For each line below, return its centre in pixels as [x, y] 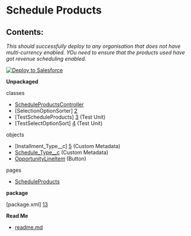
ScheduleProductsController [49, 104]
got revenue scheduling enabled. [46, 59]
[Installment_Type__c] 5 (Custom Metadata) [67, 146]
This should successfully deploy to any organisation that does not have [93, 46]
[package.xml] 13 [27, 204]
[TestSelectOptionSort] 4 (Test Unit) [59, 123]
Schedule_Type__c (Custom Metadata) [61, 152]
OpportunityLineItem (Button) [51, 159]
